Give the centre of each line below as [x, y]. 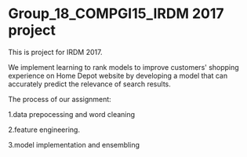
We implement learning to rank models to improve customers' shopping [123, 67]
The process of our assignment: [60, 99]
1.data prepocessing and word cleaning [72, 114]
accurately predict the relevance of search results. [89, 84]
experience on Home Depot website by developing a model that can [118, 75]
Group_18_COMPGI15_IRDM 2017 [116, 14]
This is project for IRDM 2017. [55, 52]
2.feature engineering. [44, 130]
